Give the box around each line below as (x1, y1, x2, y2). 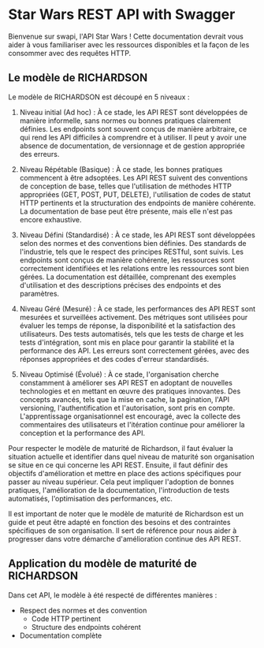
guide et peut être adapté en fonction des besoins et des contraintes (8, 517, 231, 527)
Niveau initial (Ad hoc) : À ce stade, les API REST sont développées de (19, 107, 248, 117)
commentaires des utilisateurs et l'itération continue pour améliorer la (19, 419, 246, 429)
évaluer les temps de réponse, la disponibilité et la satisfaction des (19, 321, 236, 330)
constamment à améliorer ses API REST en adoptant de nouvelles (19, 378, 232, 387)
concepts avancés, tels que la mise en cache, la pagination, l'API (19, 394, 230, 404)
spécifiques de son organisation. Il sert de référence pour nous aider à (8, 526, 237, 535)
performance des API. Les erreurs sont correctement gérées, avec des (19, 345, 250, 356)
